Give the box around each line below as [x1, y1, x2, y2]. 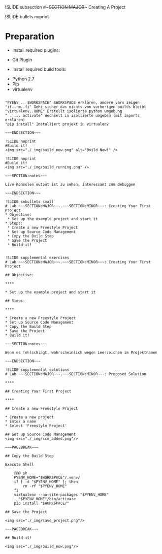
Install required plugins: [12, 47, 60, 53]
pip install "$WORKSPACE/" [14, 501, 69, 506]
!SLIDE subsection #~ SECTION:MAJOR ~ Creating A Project [5, 4, 126, 10]
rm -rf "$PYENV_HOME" [23, 484, 67, 489]
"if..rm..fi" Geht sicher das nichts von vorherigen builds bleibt [5, 104, 147, 109]
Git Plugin [12, 57, 32, 63]
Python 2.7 [12, 76, 34, 82]
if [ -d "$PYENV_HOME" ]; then [14, 479, 78, 484]
